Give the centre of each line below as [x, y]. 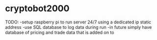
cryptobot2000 [37, 9]
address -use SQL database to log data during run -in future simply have [78, 27]
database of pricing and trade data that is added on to [60, 32]
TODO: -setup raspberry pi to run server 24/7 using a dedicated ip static [78, 22]
